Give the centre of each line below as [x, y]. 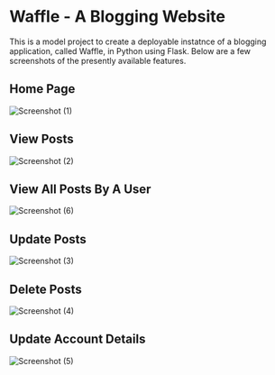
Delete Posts [46, 289]
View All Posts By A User [80, 189]
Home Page [42, 89]
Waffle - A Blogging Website [117, 17]
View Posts [41, 139]
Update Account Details [78, 339]
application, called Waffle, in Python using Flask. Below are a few [130, 50]
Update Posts [48, 239]
